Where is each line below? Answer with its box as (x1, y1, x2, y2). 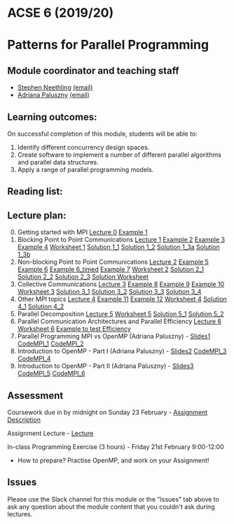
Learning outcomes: (7, 111, 97, 123)
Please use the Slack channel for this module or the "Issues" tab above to (7, 495, 219, 503)
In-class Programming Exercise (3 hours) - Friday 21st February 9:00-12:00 (7, 443, 224, 451)
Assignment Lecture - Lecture (7, 429, 94, 438)
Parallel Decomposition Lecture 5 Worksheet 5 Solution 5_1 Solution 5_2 (17, 310, 224, 318)
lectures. (7, 509, 33, 518)
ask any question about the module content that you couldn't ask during (7, 502, 215, 511)
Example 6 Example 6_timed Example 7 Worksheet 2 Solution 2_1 (17, 265, 205, 274)
